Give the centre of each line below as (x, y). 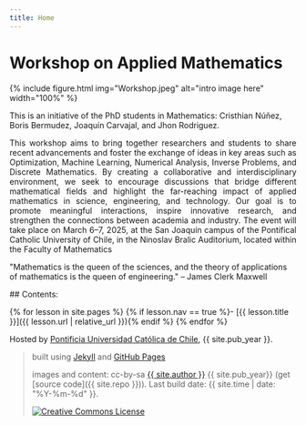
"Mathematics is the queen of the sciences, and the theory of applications (148, 267)
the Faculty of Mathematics (61, 249)
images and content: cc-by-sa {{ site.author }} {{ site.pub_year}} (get (161, 374)
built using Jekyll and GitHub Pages (98, 357)
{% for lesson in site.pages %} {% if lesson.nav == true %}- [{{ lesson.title (149, 311)
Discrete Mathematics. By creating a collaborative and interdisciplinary (153, 172)
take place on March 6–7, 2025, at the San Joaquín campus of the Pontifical (153, 229)
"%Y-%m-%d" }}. (65, 393)
